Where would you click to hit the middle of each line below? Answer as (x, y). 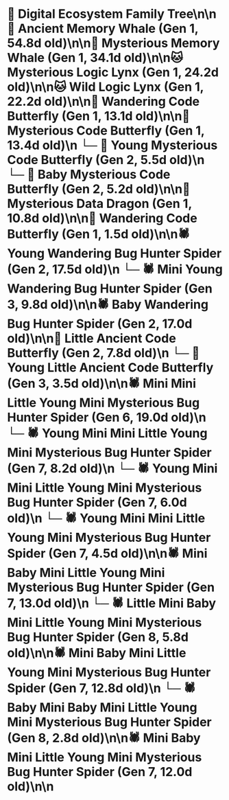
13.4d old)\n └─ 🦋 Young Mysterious (112, 145)
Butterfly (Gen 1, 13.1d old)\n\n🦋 (99, 116)
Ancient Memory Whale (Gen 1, (108, 28)
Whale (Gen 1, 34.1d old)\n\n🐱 (95, 58)
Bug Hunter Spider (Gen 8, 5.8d (98, 637)
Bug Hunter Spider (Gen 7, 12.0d (100, 772)
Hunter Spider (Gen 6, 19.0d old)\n (107, 418)
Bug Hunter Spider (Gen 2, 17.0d (100, 324)
